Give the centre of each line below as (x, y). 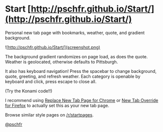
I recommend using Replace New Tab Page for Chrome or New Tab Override (82, 100)
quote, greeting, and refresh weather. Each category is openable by (73, 76)
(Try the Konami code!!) (29, 91)
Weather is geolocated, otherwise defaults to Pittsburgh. (62, 62)
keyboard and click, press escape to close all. (51, 82)
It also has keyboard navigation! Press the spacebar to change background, (81, 71)
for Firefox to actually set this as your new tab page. (57, 105)
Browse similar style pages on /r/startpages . (49, 115)
